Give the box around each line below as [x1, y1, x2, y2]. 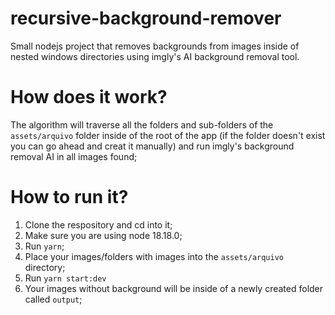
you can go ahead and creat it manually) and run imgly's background [10, 140, 295, 152]
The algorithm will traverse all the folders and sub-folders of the [10, 118, 274, 131]
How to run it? [10, 186, 129, 209]
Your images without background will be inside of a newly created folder [24, 282, 324, 294]
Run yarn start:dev [24, 272, 107, 284]
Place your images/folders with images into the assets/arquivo [24, 250, 285, 262]
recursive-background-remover [10, 7, 282, 30]
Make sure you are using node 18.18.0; [24, 229, 183, 241]
